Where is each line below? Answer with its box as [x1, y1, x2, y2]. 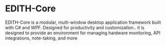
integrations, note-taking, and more [5, 35, 78, 41]
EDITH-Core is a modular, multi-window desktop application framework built [5, 19, 161, 25]
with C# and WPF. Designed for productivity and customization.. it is [5, 24, 145, 30]
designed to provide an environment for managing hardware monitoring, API [5, 30, 161, 36]
